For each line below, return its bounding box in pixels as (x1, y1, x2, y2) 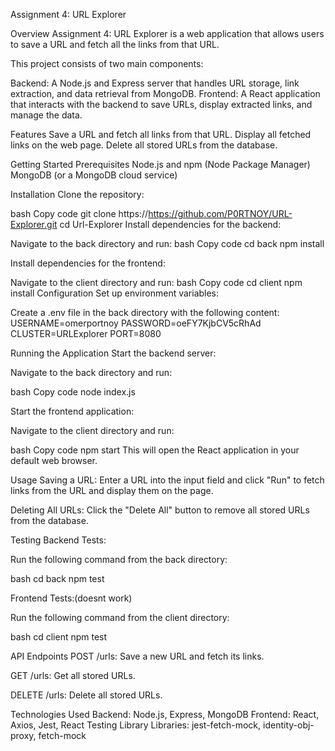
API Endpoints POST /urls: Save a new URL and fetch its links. (10, 650, 265, 662)
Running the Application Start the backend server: (10, 347, 217, 359)
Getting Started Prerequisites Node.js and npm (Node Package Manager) (10, 159, 311, 170)
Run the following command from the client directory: (10, 612, 230, 623)
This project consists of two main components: (10, 58, 204, 69)
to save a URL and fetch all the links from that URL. (10, 39, 220, 50)
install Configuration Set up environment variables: (10, 287, 220, 299)
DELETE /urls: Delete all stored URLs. (10, 689, 163, 701)
